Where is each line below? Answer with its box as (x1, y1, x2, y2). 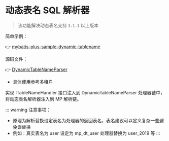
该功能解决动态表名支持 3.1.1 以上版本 (17, 22, 99, 28)
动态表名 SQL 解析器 (5, 5, 90, 16)
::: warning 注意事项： (5, 107, 51, 113)
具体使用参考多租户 (12, 79, 53, 85)
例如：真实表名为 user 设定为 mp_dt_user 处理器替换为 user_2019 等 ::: (12, 130, 160, 136)
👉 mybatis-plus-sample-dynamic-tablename (5, 44, 100, 50)
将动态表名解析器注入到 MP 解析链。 (5, 96, 82, 102)
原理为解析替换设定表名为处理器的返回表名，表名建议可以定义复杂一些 (12, 117, 160, 123)
